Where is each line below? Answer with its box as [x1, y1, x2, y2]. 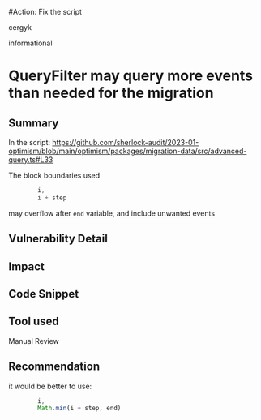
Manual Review [8, 336, 59, 345]
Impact [8, 259, 45, 273]
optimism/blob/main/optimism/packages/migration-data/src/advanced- [8, 146, 247, 156]
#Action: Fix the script [8, 7, 83, 16]
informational [8, 38, 53, 48]
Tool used [8, 315, 59, 328]
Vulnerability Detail [8, 232, 108, 246]
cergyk [8, 23, 32, 32]
